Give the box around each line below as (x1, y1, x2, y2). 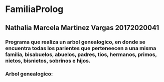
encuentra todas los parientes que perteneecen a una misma (5, 44, 156, 51)
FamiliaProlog (5, 3, 64, 15)
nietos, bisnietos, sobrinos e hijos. (5, 57, 91, 64)
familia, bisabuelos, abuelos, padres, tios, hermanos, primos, (5, 51, 157, 58)
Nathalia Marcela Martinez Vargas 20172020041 (5, 23, 159, 32)
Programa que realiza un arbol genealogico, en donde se (5, 38, 145, 45)
